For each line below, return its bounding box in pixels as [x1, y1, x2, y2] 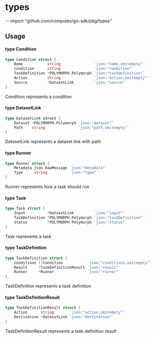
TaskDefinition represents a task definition [5, 283, 92, 289]
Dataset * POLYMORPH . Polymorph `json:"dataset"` [14, 120, 114, 125]
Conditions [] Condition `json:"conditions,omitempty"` [14, 260, 152, 265]
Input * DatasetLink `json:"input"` [14, 211, 125, 216]
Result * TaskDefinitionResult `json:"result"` [14, 265, 121, 270]
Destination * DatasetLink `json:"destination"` [14, 315, 114, 320]
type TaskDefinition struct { [5, 255, 68, 261]
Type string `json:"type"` [14, 170, 99, 175]
